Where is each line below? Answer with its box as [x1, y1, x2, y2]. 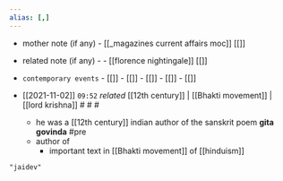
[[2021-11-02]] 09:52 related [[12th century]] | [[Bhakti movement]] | [21, 90, 273, 100]
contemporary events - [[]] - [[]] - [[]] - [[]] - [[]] [21, 73, 197, 83]
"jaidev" [9, 162, 42, 171]
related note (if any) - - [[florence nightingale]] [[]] [21, 55, 208, 65]
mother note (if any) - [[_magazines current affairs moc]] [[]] [21, 38, 246, 48]
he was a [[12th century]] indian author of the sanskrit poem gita [35, 116, 275, 127]
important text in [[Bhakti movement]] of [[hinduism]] [48, 145, 244, 156]
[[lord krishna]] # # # [21, 99, 100, 110]
